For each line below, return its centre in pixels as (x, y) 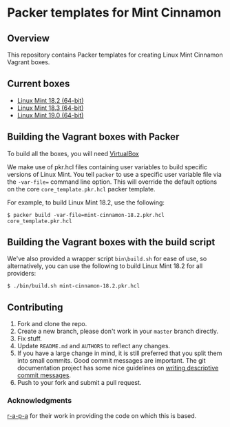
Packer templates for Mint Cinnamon (114, 13)
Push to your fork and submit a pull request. (79, 383)
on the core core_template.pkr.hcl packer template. (82, 189)
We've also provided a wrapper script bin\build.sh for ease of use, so (107, 259)
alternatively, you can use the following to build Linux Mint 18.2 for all (105, 266)
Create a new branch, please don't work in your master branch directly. (118, 331)
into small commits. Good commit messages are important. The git (111, 361)
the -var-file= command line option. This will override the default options (112, 182)
